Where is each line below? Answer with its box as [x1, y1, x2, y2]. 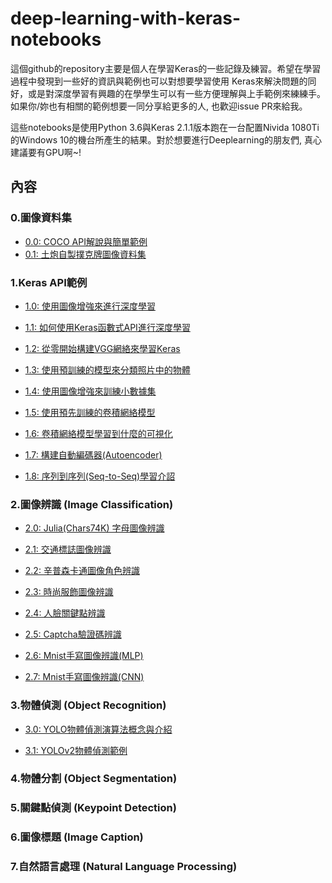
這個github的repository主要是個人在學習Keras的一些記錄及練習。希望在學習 [10, 62, 322, 74]
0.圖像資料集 [10, 211, 72, 225]
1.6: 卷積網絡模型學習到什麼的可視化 [24, 427, 173, 439]
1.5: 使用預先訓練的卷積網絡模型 [24, 406, 156, 418]
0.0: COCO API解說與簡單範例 [24, 235, 148, 247]
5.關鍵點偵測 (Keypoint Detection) [10, 801, 177, 815]
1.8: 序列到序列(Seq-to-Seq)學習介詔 [24, 470, 176, 482]
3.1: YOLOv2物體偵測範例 [24, 744, 128, 756]
